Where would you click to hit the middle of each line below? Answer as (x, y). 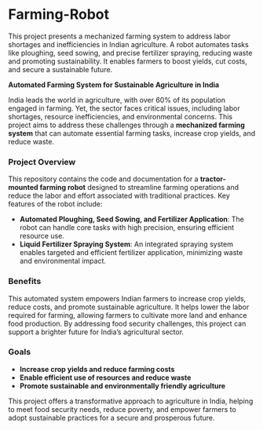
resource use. (42, 236)
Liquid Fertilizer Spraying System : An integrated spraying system (126, 244)
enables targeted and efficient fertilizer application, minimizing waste (131, 253)
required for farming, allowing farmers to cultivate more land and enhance (128, 315)
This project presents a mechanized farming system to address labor (120, 36)
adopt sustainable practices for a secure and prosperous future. (111, 417)
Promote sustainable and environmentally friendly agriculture (122, 385)
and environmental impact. (63, 261)
